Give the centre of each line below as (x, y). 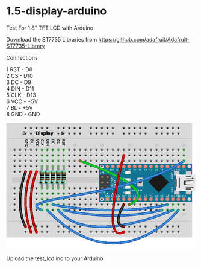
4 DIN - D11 (20, 88)
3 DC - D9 (19, 82)
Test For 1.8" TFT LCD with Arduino (50, 28)
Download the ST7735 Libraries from (52, 39)
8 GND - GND (23, 114)
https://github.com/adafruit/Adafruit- (144, 39)
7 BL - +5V (20, 107)
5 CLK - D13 (21, 95)
